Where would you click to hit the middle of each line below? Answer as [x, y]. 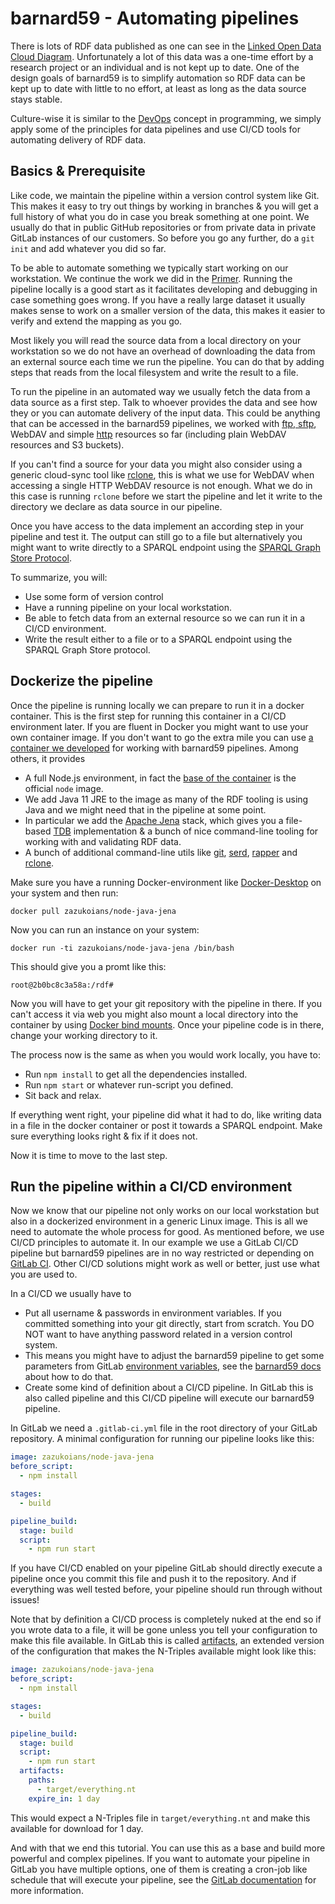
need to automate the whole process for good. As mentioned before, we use [167, 1232]
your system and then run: [64, 893]
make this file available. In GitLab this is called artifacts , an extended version [167, 1641]
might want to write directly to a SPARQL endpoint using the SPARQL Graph [165, 547]
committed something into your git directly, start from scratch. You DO [169, 1324]
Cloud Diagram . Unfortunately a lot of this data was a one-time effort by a [162, 56]
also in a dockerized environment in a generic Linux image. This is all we [159, 1221]
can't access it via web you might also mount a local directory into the [154, 1014]
